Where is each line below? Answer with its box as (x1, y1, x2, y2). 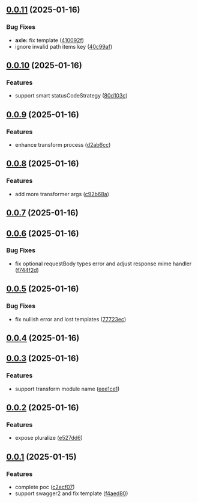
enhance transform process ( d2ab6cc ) (14, 141, 111, 149)
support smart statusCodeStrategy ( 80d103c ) (14, 92, 128, 99)
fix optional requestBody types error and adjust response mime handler (14, 260, 192, 267)
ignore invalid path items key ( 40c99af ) (14, 43, 113, 50)
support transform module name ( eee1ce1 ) (14, 385, 120, 392)
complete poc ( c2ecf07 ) (14, 483, 75, 490)
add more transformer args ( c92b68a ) (14, 190, 110, 197)
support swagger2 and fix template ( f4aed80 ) (14, 490, 128, 497)
